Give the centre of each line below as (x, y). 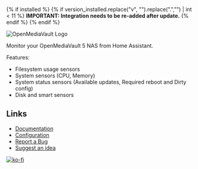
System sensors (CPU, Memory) (55, 75)
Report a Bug (31, 141)
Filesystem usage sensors (47, 69)
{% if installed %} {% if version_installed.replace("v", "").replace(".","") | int (99, 9)
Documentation (34, 128)
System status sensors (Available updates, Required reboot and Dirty (101, 82)
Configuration (32, 135)
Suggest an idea (35, 148)
